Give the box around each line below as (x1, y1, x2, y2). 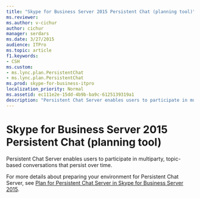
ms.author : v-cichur (6, 20, 58, 26)
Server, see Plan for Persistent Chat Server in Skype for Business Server (6, 179, 183, 186)
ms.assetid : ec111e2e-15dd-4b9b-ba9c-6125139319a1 (6, 92, 135, 98)
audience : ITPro (6, 42, 46, 48)
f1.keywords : (6, 53, 39, 59)
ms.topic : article (6, 48, 52, 54)
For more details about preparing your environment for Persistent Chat (6, 173, 179, 180)
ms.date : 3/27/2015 (6, 36, 55, 42)
